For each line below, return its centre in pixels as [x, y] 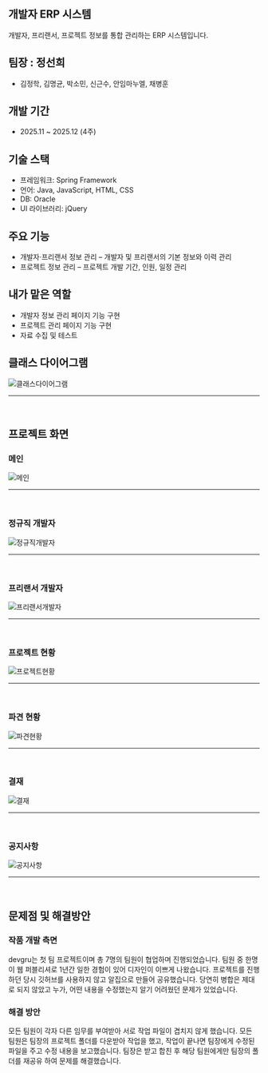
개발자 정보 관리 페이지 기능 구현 [70, 315]
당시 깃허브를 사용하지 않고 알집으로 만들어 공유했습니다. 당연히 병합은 [132, 979]
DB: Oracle [37, 199]
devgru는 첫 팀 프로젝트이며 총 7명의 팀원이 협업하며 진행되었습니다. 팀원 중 [126, 959]
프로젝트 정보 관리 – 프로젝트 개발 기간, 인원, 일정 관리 [103, 267]
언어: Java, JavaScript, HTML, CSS [77, 190]
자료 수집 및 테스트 [49, 335]
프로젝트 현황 [32, 652]
